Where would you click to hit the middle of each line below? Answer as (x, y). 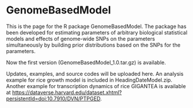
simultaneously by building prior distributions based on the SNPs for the (93, 45)
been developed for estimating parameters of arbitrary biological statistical (97, 32)
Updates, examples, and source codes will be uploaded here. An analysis (95, 74)
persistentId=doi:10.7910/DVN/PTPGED (53, 98)
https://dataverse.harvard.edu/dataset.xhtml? (67, 92)
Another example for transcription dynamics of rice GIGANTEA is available (96, 86)
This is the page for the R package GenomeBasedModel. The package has (96, 26)
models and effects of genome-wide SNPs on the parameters (81, 39)
